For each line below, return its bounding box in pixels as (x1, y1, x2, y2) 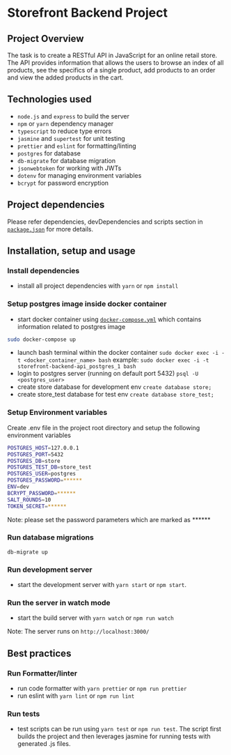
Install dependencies (7, 266, 80, 275)
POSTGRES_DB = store (7, 457, 61, 464)
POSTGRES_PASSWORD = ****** (7, 477, 82, 484)
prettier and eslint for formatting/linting (17, 142, 137, 150)
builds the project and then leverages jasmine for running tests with (17, 732, 211, 740)
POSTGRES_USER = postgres (7, 471, 77, 478)
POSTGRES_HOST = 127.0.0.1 (7, 444, 79, 451)
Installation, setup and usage (7, 245, 136, 257)
